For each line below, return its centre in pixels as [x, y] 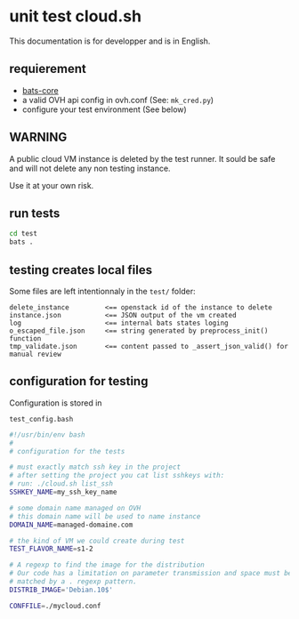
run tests [35, 213]
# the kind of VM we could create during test [97, 541]
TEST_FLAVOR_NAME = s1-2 [51, 549]
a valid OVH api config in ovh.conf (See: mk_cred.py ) [118, 100]
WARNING [38, 137]
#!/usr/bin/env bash [48, 434]
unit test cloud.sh [76, 16]
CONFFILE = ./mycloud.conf [55, 606]
